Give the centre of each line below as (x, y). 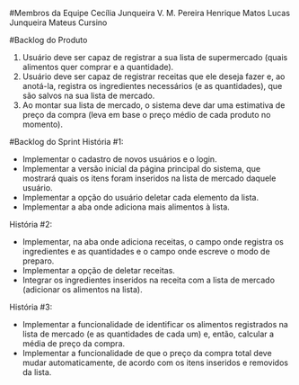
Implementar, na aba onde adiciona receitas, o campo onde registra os (153, 242)
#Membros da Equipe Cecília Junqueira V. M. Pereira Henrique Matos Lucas (149, 13)
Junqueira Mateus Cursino (58, 22)
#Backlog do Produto (48, 40)
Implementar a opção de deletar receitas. (98, 270)
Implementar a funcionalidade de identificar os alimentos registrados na (155, 324)
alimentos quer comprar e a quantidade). (98, 67)
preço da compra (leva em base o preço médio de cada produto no (146, 115)
